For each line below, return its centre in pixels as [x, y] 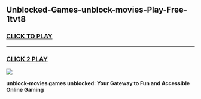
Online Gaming [25, 89]
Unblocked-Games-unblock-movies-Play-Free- [97, 10]
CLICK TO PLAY [29, 37]
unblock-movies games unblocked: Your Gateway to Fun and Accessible [98, 83]
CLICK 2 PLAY [27, 59]
